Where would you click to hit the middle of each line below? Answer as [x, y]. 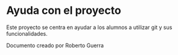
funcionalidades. [27, 33]
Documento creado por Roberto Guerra [55, 45]
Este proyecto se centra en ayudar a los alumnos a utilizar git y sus [89, 27]
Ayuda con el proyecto [64, 11]
